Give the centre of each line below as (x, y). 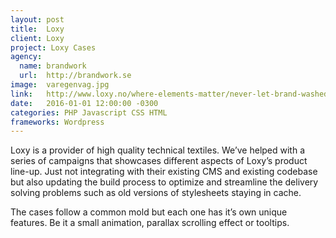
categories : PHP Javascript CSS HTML (89, 112)
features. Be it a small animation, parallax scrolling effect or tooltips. (150, 223)
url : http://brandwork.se (75, 76)
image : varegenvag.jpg (60, 85)
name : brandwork (53, 66)
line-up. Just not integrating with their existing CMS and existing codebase (164, 172)
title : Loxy (37, 29)
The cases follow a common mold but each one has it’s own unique (149, 212)
